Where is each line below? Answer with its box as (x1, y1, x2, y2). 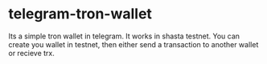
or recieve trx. (8, 48, 55, 58)
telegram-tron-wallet (8, 5, 153, 23)
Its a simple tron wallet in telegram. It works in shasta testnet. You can (8, 31, 240, 41)
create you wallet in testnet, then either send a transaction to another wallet (8, 39, 259, 49)
